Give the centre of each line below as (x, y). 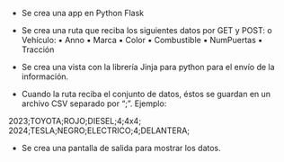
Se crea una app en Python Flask (83, 13)
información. (45, 76)
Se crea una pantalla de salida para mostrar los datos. (121, 148)
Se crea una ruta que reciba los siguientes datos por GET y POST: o (146, 30)
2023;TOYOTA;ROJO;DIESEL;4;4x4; (75, 121)
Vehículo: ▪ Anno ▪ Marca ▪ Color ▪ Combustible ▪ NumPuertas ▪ (142, 40)
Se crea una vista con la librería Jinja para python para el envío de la (148, 67)
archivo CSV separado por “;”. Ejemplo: (94, 103)
